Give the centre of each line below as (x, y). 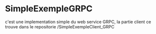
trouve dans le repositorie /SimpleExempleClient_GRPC (60, 26)
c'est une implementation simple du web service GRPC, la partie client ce (78, 22)
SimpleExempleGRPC (49, 9)
